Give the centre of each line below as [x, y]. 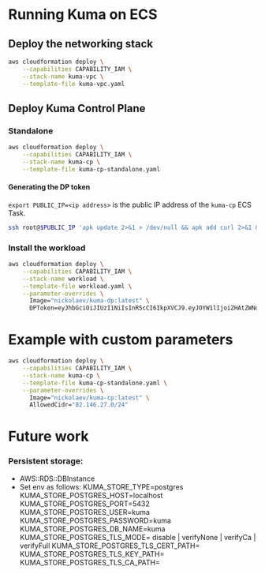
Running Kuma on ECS [83, 15]
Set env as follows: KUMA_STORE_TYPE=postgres [101, 486]
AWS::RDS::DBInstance [57, 478]
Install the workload [47, 248]
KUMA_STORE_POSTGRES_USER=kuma [84, 512]
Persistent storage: [46, 461]
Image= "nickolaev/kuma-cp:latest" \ [89, 398]
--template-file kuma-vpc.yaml [74, 84]
